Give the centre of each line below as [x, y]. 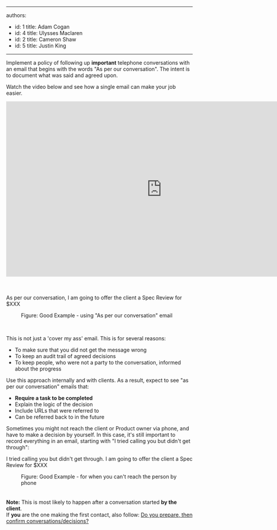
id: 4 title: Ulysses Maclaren [49, 33]
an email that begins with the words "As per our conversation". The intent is [98, 69]
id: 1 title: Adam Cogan [42, 27]
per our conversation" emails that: [48, 387]
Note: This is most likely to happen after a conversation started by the [92, 502]
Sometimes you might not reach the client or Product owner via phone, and [98, 428]
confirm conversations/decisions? [47, 521]
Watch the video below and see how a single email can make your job [91, 87]
